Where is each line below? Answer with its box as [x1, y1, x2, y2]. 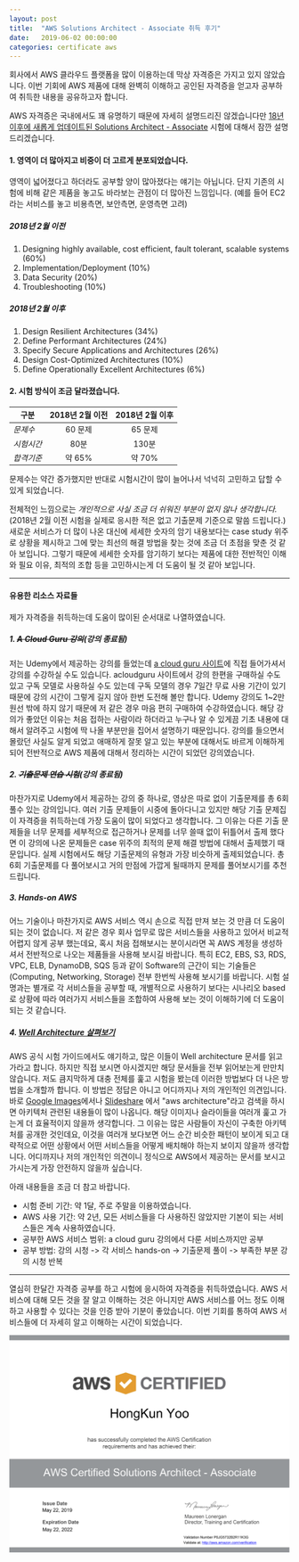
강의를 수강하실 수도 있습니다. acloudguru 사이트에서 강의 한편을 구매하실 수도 [9, 669, 281, 679]
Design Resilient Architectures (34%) [21, 326, 158, 337]
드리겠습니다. [9, 133, 55, 144]
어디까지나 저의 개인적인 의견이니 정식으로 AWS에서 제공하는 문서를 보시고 [28, 1151, 287, 1163]
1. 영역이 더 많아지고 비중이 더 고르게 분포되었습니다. [9, 154, 189, 165]
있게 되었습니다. [9, 485, 65, 496]
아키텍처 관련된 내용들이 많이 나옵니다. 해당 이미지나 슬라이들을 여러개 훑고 [18, 1106, 278, 1118]
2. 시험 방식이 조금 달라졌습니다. [9, 385, 120, 396]
